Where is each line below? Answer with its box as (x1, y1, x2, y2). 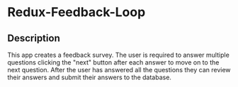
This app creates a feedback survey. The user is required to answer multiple (7, 51, 230, 59)
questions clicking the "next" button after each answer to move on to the (7, 58, 220, 67)
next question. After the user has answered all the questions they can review (7, 66, 232, 74)
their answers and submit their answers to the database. (7, 73, 172, 81)
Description (7, 32, 60, 44)
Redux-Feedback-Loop (7, 4, 146, 20)
